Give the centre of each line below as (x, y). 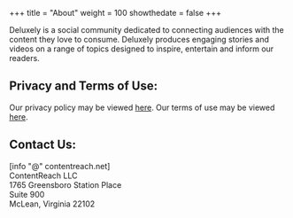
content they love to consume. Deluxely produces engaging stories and (139, 39)
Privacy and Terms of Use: (83, 86)
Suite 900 (27, 194)
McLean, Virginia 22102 (52, 204)
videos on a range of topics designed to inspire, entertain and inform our (142, 49)
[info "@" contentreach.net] (60, 166)
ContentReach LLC (43, 175)
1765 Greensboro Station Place (66, 184)
